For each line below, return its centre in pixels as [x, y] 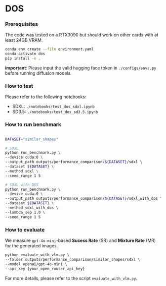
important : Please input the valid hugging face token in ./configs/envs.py [81, 68]
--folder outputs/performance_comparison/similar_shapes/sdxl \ [73, 259]
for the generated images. [32, 246]
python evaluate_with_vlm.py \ [37, 255]
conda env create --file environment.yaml [49, 49]
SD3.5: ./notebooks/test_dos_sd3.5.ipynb [55, 112]
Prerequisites [21, 24]
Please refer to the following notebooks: [46, 97]
